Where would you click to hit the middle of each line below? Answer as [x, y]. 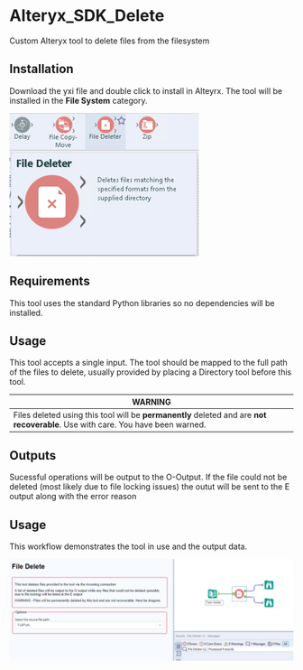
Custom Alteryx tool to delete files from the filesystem [110, 41]
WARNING [151, 402]
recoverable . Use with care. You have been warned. [110, 424]
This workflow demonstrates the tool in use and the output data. [129, 546]
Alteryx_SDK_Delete [87, 16]
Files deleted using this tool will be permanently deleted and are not [140, 415]
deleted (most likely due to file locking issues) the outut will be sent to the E [150, 487]
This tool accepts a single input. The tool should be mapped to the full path [149, 363]
